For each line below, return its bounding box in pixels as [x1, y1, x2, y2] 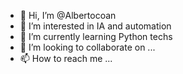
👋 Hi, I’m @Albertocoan [19, 10, 117, 21]
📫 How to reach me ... [19, 53, 113, 64]
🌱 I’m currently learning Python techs [19, 31, 173, 42]
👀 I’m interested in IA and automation [19, 20, 172, 32]
